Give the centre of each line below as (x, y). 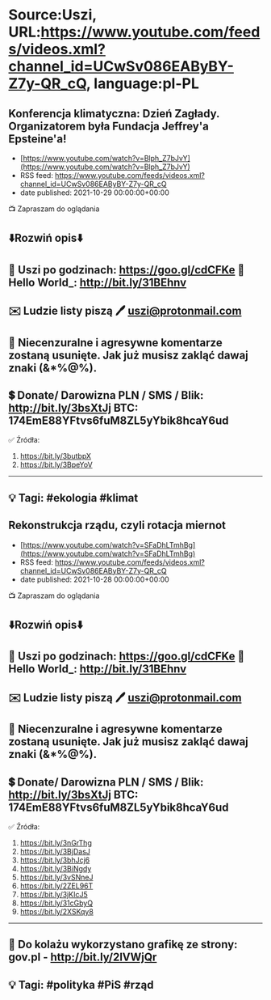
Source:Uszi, (52, 15)
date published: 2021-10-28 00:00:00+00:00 (94, 579)
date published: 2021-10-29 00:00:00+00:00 (94, 193)
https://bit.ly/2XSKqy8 (57, 911)
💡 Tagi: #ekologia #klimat (73, 498)
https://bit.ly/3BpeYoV (56, 465)
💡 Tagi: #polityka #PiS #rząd (81, 985)
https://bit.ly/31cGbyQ (56, 903)
